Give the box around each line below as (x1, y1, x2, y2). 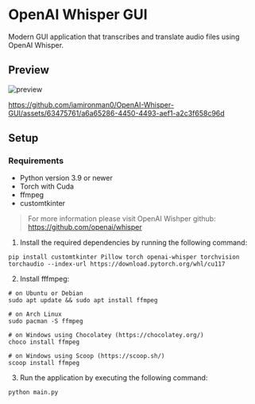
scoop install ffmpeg (8, 359, 80, 367)
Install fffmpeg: (19, 274, 70, 284)
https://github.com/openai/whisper (27, 223, 142, 232)
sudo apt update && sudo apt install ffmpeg (8, 297, 158, 305)
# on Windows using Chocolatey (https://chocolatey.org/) (8, 332, 204, 340)
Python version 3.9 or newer (19, 173, 113, 183)
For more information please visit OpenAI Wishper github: (27, 214, 216, 223)
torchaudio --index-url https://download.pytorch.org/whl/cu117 (8, 260, 226, 268)
